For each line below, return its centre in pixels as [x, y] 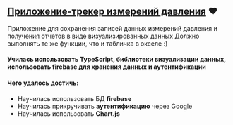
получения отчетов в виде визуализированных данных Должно [103, 36]
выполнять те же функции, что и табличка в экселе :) [88, 43]
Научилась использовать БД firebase [74, 98]
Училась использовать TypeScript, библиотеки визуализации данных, [116, 60]
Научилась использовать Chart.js [68, 113]
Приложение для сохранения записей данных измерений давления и [112, 28]
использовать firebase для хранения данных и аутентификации [107, 67]
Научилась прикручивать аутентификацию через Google [105, 106]
